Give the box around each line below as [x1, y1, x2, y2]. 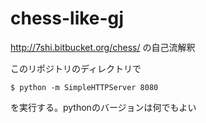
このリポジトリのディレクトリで [10, 62, 142, 74]
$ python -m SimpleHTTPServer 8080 [10, 82, 159, 92]
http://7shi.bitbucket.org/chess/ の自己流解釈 [10, 41, 196, 53]
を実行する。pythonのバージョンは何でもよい [10, 101, 197, 113]
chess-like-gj [10, 7, 125, 30]
